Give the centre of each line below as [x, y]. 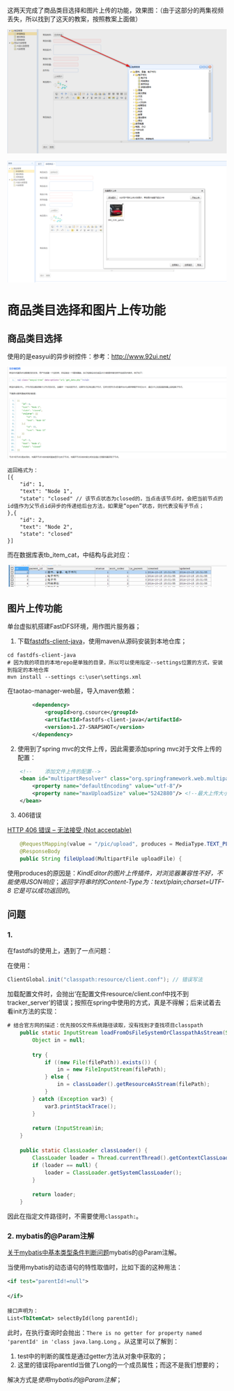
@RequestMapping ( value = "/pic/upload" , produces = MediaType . [114, 844]
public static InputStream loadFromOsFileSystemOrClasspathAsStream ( [123, 1033]
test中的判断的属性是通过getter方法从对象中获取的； [92, 1356]
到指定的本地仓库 [28, 670]
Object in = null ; [59, 1040]
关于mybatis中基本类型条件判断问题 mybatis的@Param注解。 [94, 1253]
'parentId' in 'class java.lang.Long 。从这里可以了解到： [93, 1341]
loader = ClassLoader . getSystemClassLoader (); [113, 1173]
